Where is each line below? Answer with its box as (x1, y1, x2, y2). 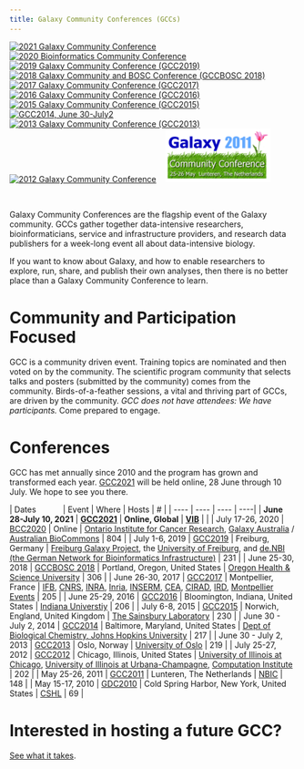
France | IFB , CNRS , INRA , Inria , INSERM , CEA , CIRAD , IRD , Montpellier (9, 581, 274, 592)
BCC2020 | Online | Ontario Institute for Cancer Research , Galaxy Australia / (9, 524, 295, 535)
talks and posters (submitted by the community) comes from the (9, 376, 251, 387)
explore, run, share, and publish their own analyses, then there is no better (9, 265, 289, 277)
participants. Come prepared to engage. (9, 405, 161, 416)
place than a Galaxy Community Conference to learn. (9, 275, 208, 286)
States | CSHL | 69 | (9, 688, 85, 699)
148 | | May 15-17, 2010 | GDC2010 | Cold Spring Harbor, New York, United (9, 679, 287, 690)
